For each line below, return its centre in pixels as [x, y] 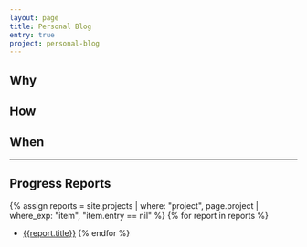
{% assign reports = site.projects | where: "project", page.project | [134, 205]
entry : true [32, 35]
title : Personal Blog [51, 26]
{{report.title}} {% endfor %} [76, 232]
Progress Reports [60, 184]
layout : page [34, 18]
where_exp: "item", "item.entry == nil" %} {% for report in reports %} [139, 215]
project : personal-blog [55, 43]
